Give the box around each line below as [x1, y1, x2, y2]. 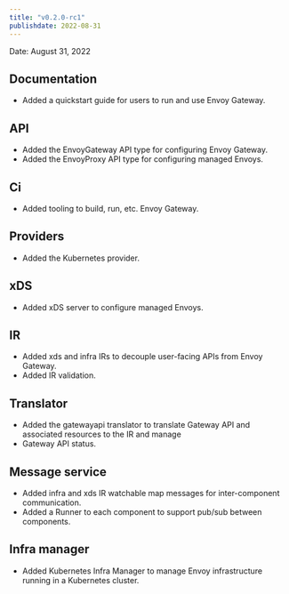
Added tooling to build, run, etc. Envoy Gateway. [21, 203, 199, 213]
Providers [9, 229, 65, 245]
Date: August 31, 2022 [9, 45, 92, 56]
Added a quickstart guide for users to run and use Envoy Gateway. [21, 95, 266, 106]
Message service [9, 464, 107, 479]
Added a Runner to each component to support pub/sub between [21, 507, 262, 517]
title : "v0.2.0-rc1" [9, 12, 86, 22]
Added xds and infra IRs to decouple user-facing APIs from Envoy [21, 351, 263, 362]
